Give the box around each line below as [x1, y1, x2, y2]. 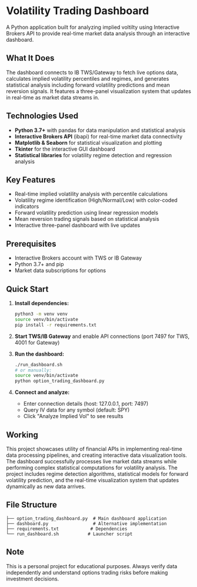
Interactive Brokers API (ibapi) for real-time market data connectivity [14, 132, 183, 140]
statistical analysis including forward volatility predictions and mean [6, 81, 171, 88]
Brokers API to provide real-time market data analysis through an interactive [6, 29, 190, 37]
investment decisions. [6, 575, 59, 582]
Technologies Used [6, 111, 78, 121]
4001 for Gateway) [14, 339, 60, 346]
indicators [14, 203, 39, 210]
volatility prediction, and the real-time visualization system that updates [6, 476, 179, 483]
